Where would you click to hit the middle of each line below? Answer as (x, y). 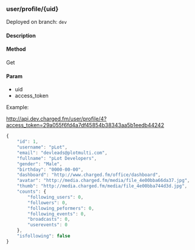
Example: (18, 107)
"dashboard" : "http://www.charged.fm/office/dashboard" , (89, 175)
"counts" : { (32, 192)
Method (16, 49)
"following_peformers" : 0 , (61, 208)
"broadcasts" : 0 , (49, 220)
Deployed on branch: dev (37, 22)
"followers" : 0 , (48, 203)
